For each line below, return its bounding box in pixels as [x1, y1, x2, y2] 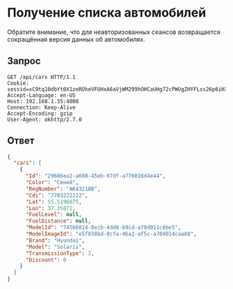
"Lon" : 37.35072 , [25, 204, 76, 212]
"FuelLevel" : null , [25, 211, 82, 218]
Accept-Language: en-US [7, 91, 76, 98]
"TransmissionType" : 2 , [25, 249, 95, 257]
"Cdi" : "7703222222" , [25, 192, 89, 199]
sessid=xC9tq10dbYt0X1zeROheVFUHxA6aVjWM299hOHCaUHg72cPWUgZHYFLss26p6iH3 [7, 85, 228, 93]
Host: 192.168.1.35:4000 [7, 98, 79, 105]
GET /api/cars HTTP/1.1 [7, 73, 76, 80]
